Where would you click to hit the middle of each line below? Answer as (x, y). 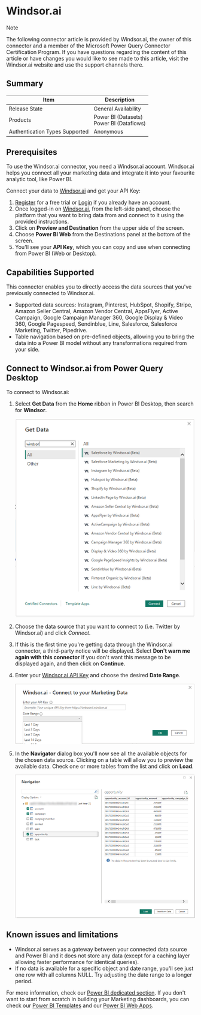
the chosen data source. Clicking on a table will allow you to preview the (104, 760)
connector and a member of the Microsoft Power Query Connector (88, 46)
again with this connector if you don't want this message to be (93, 657)
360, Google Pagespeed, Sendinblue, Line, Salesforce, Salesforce (96, 324)
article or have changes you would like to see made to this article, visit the (97, 58)
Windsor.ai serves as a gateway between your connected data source (101, 949)
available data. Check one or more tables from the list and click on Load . (104, 767)
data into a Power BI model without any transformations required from (101, 343)
